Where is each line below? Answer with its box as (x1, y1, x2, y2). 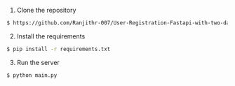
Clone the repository (16, 6, 76, 14)
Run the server (16, 58, 60, 66)
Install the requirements (16, 31, 86, 41)
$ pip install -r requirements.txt (6, 45, 111, 52)
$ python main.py (6, 71, 58, 79)
